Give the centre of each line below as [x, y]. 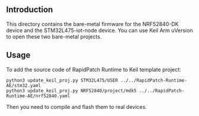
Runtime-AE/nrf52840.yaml [38, 96]
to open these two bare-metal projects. [54, 36]
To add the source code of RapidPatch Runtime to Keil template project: [94, 69]
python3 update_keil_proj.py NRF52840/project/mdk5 [71, 91]
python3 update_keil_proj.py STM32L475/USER [62, 80]
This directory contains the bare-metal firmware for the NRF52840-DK [93, 24]
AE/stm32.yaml [24, 85]
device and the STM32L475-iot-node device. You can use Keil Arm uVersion [99, 30]
